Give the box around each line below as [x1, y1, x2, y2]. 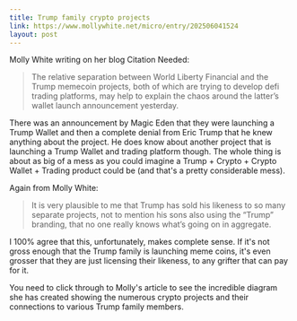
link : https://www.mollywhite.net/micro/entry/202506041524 [9, 22, 240, 30]
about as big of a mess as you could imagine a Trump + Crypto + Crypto [9, 156, 277, 167]
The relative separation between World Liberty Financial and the [31, 72, 269, 82]
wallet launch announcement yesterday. [31, 100, 179, 111]
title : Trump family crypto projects [9, 13, 151, 22]
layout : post [9, 30, 58, 39]
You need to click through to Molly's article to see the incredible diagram [9, 282, 278, 293]
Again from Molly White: [9, 183, 99, 194]
